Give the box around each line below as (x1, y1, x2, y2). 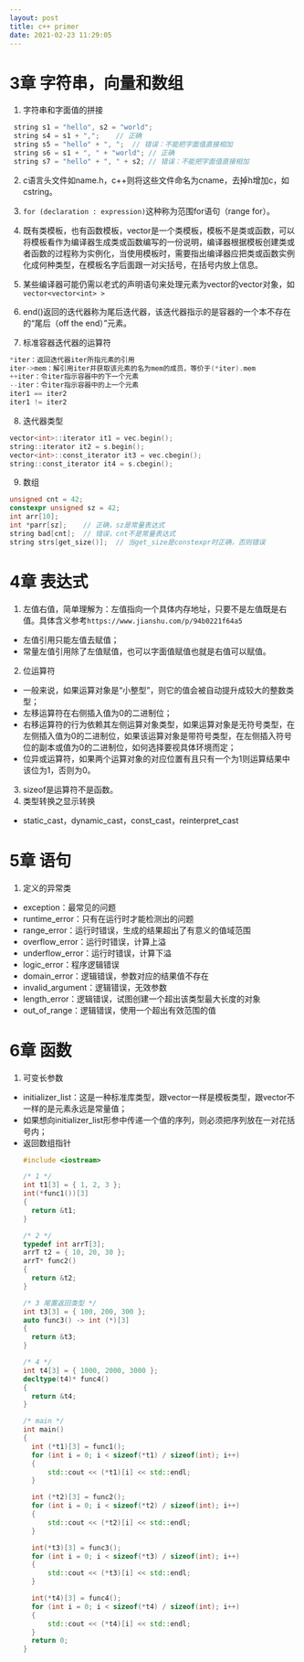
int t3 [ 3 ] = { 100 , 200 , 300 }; (22, 1307, 146, 1316)
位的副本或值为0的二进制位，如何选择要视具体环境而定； (22, 742, 236, 753)
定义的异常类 (22, 882, 71, 893)
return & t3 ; (31, 1333, 77, 1342)
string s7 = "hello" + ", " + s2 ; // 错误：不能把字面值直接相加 (13, 156, 249, 166)
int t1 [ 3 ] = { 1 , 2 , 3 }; (22, 1181, 121, 1190)
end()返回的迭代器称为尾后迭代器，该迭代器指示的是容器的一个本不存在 (22, 306, 292, 316)
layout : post (9, 13, 59, 23)
